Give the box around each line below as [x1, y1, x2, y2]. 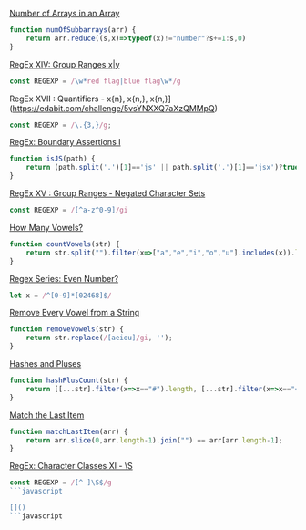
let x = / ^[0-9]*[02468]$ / [9, 291, 112, 300]
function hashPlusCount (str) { [9, 376, 128, 385]
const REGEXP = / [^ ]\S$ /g [9, 478, 112, 487]
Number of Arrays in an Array [9, 8, 120, 18]
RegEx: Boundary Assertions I [9, 137, 121, 148]
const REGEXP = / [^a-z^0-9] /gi [9, 205, 128, 214]
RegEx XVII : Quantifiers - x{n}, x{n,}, [9, 93, 148, 104]
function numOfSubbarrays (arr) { [9, 26, 137, 35]
